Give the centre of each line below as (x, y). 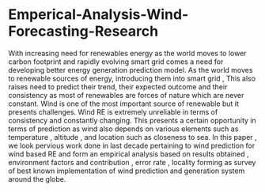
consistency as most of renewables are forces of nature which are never (126, 95)
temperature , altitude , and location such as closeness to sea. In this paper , (132, 137)
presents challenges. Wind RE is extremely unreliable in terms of (113, 111)
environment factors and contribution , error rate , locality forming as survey (132, 162)
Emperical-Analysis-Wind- (98, 15)
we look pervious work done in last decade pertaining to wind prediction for (132, 145)
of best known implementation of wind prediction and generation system (127, 171)
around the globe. (37, 179)
